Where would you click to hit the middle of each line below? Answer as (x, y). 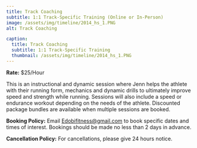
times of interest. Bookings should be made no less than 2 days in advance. (99, 127)
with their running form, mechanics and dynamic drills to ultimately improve (99, 90)
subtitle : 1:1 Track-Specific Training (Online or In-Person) (85, 17)
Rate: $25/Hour (25, 73)
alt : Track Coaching (32, 28)
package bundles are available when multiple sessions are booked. (88, 109)
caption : (17, 39)
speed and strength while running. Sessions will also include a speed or (94, 96)
